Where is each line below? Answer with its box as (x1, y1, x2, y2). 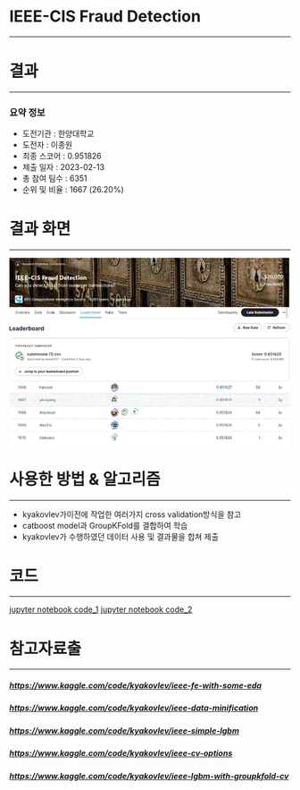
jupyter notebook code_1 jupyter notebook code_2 (9, 604, 193, 615)
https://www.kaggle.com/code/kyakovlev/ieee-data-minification (9, 702, 259, 713)
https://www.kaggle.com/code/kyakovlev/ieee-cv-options (9, 748, 233, 759)
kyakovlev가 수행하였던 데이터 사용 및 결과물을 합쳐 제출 (21, 531, 219, 542)
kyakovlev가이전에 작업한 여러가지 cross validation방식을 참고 (21, 508, 242, 520)
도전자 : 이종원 (21, 140, 73, 150)
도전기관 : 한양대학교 (21, 128, 95, 140)
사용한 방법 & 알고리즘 (9, 469, 161, 489)
